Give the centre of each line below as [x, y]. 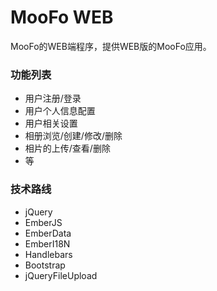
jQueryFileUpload [61, 275]
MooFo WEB [62, 17]
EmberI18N [47, 243]
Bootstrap [45, 265]
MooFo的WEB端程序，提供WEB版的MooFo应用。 [111, 46]
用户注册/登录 [53, 98]
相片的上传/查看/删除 [67, 148]
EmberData [48, 233]
